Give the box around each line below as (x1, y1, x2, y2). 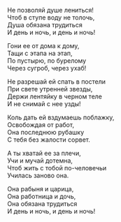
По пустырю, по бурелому (7, 57, 87, 65)
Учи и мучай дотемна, (7, 156, 73, 165)
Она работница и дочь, (7, 192, 76, 200)
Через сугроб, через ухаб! (7, 64, 87, 72)
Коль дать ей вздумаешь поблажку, (7, 113, 115, 121)
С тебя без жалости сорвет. (7, 135, 91, 144)
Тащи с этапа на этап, (7, 49, 73, 57)
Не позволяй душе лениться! (7, 6, 94, 14)
